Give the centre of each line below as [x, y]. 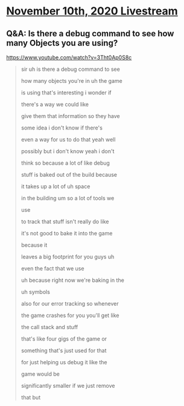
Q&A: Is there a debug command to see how [90, 34]
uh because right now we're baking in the [73, 280]
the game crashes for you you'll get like [70, 315]
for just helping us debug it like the [64, 362]
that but [31, 397]
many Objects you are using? [62, 43]
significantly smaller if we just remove [68, 386]
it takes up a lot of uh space [56, 186]
